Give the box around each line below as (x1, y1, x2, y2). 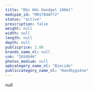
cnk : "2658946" (5, 54, 37, 59)
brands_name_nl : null (5, 49, 51, 54)
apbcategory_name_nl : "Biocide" (5, 63, 73, 68)
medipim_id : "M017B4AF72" (5, 12, 59, 17)
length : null (5, 36, 33, 41)
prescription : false (5, 21, 49, 27)
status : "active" (5, 17, 42, 22)
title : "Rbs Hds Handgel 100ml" (5, 7, 73, 13)
